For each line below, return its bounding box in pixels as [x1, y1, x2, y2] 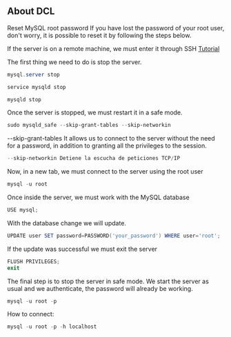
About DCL [7, 6, 55, 17]
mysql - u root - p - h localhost [7, 323, 97, 330]
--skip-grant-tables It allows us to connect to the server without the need [7, 134, 215, 143]
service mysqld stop [7, 83, 67, 90]
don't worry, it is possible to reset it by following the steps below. [7, 31, 192, 39]
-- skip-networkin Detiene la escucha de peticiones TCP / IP [7, 155, 181, 162]
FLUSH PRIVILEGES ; [7, 258, 60, 265]
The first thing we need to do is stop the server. [7, 58, 142, 66]
